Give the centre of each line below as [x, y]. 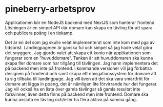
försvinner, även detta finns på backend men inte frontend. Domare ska [77, 94]
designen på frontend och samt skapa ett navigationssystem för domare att [81, 73]
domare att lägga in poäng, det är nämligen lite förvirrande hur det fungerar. [81, 84]
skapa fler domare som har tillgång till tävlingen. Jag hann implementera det [81, 63]
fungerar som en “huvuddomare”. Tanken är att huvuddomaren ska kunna [79, 58]
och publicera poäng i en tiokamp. [40, 33]
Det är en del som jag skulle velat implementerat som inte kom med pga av [80, 42]
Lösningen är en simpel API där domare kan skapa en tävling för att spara [79, 27]
